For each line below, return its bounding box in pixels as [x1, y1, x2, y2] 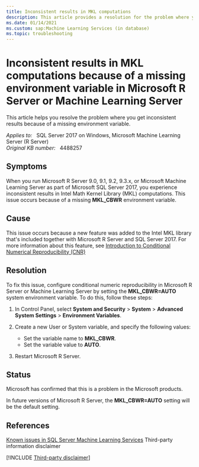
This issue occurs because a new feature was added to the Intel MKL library [6, 229, 192, 236]
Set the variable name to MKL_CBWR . [23, 335, 117, 342]
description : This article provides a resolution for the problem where [6, 14, 190, 20]
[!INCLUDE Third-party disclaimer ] [6, 454, 91, 461]
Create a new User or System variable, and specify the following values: [14, 323, 191, 330]
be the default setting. [6, 403, 60, 411]
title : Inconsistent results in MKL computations [6, 8, 131, 15]
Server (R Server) [6, 138, 49, 146]
